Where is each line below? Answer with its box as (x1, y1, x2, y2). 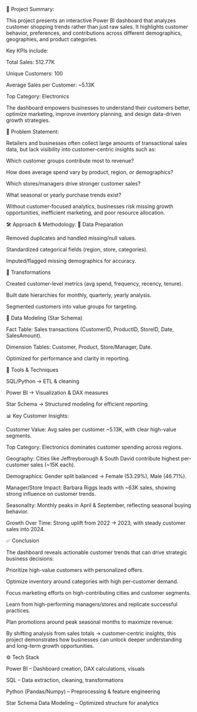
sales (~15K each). (30, 461, 75, 468)
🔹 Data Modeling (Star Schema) (6, 314, 83, 321)
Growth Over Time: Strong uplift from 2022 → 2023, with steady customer (6, 519, 186, 526)
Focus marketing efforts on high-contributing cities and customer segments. (6, 590, 191, 596)
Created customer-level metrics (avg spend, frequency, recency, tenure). (6, 280, 183, 287)
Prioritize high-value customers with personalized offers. (6, 567, 144, 574)
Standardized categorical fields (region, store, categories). (6, 246, 148, 253)
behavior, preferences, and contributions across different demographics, (6, 29, 182, 37)
